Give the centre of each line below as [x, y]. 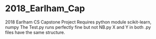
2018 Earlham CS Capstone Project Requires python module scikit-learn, [78, 22]
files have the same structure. [35, 32]
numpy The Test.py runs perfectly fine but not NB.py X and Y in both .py [78, 27]
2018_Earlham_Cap [45, 9]
